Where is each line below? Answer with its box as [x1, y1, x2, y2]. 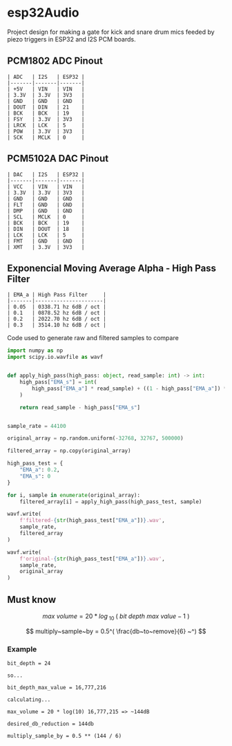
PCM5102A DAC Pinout [7, 153, 109, 165]
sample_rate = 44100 [7, 422, 67, 429]
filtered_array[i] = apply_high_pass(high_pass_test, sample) [19, 498, 202, 505]
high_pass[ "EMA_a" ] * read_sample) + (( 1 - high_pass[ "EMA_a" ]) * [32, 385, 227, 392]
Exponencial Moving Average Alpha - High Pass [7, 262, 216, 274]
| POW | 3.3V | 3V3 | [7, 128, 85, 135]
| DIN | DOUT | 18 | [7, 225, 85, 232]
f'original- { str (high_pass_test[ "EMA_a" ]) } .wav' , [19, 555, 166, 562]
